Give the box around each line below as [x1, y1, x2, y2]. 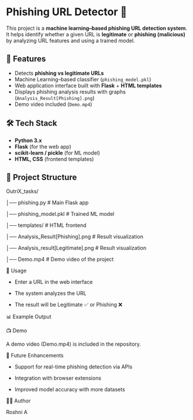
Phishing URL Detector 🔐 [6, 5, 127, 19]
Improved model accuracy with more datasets [14, 386, 126, 393]
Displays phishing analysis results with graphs [14, 88, 126, 95]
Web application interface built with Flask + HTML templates [14, 82, 162, 89]
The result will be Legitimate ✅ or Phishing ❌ [14, 301, 123, 308]
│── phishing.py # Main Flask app [6, 199, 89, 206]
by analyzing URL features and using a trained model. [6, 37, 136, 44]
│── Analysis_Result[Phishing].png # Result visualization [6, 233, 143, 240]
